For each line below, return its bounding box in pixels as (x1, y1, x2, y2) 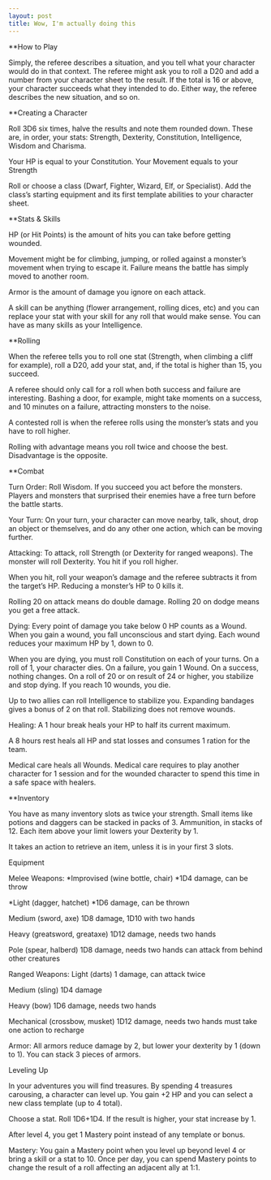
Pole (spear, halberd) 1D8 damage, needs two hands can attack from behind (8, 944, 263, 954)
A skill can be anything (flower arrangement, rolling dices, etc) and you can (8, 302, 260, 313)
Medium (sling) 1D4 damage (8, 984, 103, 995)
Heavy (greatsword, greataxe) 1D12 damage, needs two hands (8, 929, 217, 939)
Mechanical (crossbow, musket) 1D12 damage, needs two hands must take (8, 1016, 258, 1026)
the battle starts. (8, 499, 63, 508)
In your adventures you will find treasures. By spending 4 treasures (8, 1081, 233, 1091)
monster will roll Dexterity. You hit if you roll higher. (8, 556, 179, 566)
